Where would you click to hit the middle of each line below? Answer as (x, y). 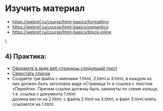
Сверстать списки (31, 73)
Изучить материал (45, 8)
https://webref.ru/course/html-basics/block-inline (62, 32)
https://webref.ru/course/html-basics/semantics (60, 27)
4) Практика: (26, 57)
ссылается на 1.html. (33, 104)
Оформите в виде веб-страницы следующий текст (65, 68)
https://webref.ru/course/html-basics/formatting (60, 22)
